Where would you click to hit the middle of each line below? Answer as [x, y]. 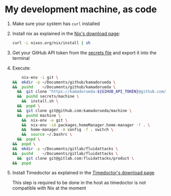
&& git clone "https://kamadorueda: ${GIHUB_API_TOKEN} [78, 92]
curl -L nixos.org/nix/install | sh [51, 43]
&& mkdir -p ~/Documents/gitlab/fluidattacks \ [65, 149]
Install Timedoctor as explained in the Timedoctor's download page [83, 173]
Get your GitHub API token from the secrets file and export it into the [84, 53]
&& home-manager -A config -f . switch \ [68, 130]
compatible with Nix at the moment [49, 188]
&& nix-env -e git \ [45, 120]
